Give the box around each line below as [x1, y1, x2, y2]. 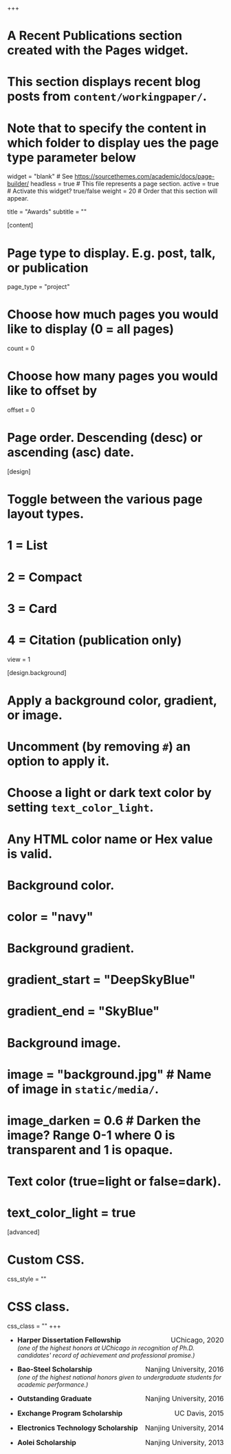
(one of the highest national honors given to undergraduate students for [16, 1373, 222, 1381]
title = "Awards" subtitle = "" [7, 208, 87, 216]
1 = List [7, 538, 48, 554]
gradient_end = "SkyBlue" [7, 1004, 160, 1019]
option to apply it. [7, 754, 110, 769]
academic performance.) [16, 1380, 89, 1389]
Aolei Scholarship [16, 1438, 77, 1447]
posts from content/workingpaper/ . [7, 89, 208, 104]
